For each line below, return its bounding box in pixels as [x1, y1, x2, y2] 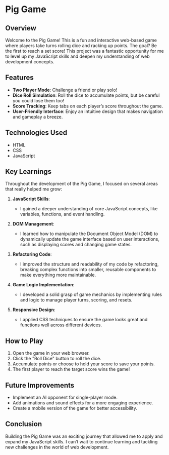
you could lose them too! [12, 97, 65, 103]
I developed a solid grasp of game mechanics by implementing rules [20, 291, 162, 297]
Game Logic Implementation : [12, 282, 75, 288]
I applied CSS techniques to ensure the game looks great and [20, 317, 148, 323]
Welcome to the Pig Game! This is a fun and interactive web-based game [5, 37, 157, 43]
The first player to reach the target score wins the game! [12, 366, 130, 372]
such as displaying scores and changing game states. [20, 242, 132, 248]
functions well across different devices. [20, 322, 102, 328]
